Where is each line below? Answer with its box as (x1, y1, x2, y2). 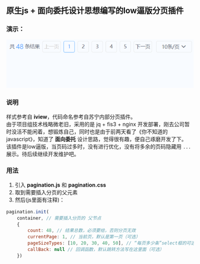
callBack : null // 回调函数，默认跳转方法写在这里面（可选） (27, 247, 165, 253)
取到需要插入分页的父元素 (14, 188, 78, 195)
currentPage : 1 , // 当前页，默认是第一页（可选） (27, 234, 140, 240)
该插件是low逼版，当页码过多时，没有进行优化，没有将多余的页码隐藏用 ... (6, 142, 192, 150)
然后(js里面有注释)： (14, 196, 65, 203)
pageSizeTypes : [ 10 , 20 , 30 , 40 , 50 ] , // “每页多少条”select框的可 (27, 240, 192, 246)
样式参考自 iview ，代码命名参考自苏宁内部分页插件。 (6, 113, 136, 120)
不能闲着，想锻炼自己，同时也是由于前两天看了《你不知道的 (21, 128, 168, 135)
